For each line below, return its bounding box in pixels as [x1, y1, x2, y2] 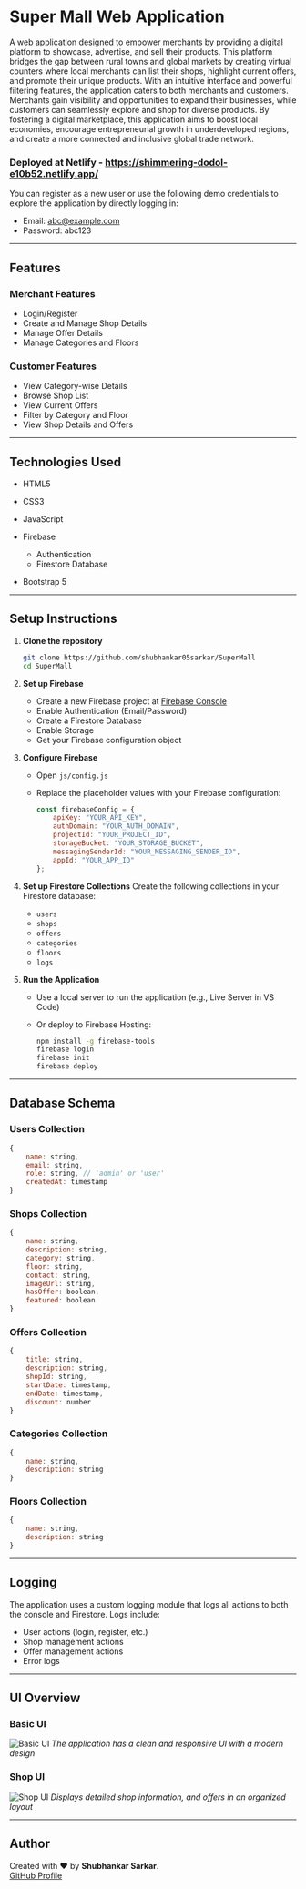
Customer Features [9, 360, 97, 373]
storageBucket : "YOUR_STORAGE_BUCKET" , [53, 839, 205, 848]
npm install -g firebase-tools [36, 1036, 156, 1046]
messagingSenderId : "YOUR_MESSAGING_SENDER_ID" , [53, 847, 241, 856]
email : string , [25, 1160, 84, 1169]
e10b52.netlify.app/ [9, 167, 99, 179]
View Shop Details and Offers [22, 419, 134, 430]
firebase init [36, 1054, 90, 1063]
